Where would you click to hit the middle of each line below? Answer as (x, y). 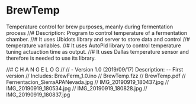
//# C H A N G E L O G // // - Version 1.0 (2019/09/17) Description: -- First (95, 69)
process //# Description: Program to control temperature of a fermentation (97, 32)
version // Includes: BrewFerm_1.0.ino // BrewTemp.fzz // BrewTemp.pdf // (96, 76)
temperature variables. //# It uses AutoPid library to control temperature (94, 45)
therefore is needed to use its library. (51, 58)
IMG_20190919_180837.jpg (38, 95)
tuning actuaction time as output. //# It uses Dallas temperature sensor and (98, 51)
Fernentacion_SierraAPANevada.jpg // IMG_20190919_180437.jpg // (88, 82)
